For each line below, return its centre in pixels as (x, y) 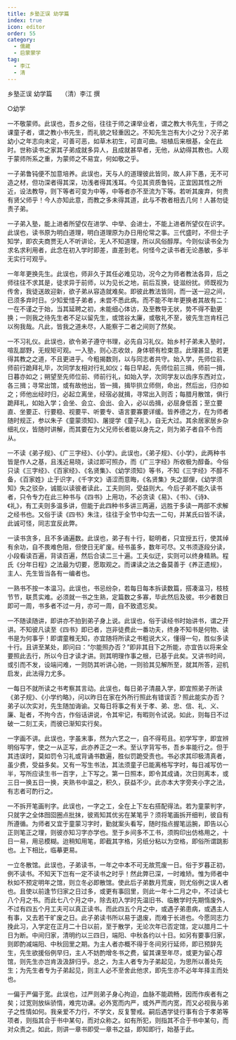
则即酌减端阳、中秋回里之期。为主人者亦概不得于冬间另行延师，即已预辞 (112, 944)
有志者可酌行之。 (32, 791)
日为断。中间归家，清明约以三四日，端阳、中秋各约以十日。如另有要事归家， (118, 935)
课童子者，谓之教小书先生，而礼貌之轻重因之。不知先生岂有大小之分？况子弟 (118, 132)
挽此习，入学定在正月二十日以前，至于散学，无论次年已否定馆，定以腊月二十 (118, 926)
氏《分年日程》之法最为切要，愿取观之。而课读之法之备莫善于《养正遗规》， (117, 564)
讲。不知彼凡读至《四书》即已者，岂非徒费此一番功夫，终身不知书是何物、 (115, 629)
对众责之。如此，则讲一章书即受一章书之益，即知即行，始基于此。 (103, 1029)
